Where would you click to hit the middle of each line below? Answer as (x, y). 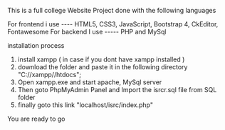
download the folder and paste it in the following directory (103, 67)
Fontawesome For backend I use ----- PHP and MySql (87, 32)
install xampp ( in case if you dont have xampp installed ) (101, 59)
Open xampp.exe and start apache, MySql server (90, 82)
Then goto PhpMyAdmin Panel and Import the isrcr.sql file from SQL (117, 90)
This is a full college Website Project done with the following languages (112, 10)
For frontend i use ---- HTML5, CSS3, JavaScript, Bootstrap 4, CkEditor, (113, 24)
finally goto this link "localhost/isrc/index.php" (85, 105)
